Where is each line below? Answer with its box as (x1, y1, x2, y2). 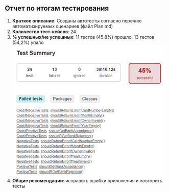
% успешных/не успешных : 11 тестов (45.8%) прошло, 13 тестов (12, 34, 155, 40)
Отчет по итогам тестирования (5, 4, 109, 13)
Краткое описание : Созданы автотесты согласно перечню (12, 17, 142, 23)
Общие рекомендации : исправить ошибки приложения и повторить (12, 178, 163, 184)
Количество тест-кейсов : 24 (12, 28, 76, 35)
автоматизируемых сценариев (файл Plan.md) (12, 23, 113, 29)
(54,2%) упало (12, 39, 44, 45)
